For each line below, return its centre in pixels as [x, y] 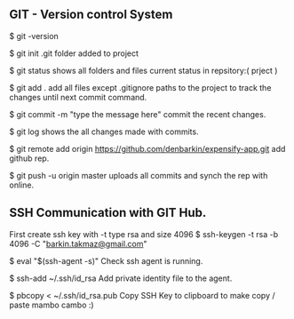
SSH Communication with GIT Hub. [108, 213]
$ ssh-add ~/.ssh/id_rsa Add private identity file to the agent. [121, 278]
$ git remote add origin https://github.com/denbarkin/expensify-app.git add [147, 148]
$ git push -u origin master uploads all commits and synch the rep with [139, 175]
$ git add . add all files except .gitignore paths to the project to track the [140, 87]
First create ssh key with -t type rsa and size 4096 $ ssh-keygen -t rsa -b [143, 234]
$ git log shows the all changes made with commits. [104, 132]
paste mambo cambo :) [52, 305]
